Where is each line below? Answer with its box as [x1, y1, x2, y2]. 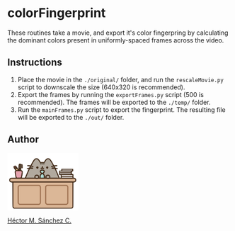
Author [7, 133, 39, 146]
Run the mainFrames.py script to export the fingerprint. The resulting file [17, 105, 226, 114]
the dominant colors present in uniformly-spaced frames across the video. [7, 35, 224, 44]
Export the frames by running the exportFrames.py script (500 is [17, 90, 204, 98]
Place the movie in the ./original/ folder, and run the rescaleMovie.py [17, 75, 224, 84]
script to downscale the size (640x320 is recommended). [17, 83, 185, 91]
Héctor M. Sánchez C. [7, 216, 72, 225]
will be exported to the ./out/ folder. [17, 113, 125, 121]
